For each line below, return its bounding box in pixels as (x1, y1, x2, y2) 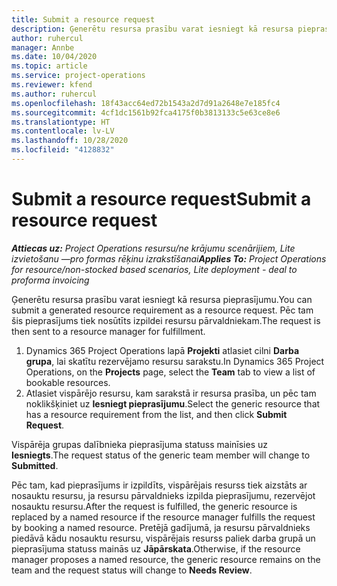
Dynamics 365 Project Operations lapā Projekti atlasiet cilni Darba (25, 344, 300, 356)
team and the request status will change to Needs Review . (11, 564, 253, 576)
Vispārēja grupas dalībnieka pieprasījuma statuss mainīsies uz (11, 438, 268, 450)
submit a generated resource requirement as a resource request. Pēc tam (11, 304, 314, 316)
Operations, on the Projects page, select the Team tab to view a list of (25, 366, 316, 378)
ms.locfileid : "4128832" (11, 145, 115, 155)
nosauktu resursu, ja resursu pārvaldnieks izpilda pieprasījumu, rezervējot (11, 489, 316, 501)
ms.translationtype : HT (11, 117, 111, 127)
